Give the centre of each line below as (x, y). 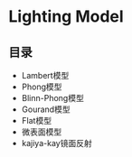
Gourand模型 (46, 109)
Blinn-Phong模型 (53, 98)
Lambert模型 (45, 75)
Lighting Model (66, 17)
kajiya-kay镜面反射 (57, 143)
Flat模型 (36, 120)
